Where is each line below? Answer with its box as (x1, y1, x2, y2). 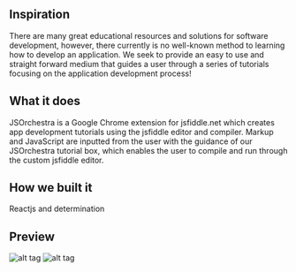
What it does (9, 94, 81, 109)
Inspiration (9, 7, 71, 22)
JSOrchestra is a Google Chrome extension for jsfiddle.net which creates (9, 117, 276, 127)
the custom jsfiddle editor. (9, 155, 104, 165)
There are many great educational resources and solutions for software (9, 30, 269, 41)
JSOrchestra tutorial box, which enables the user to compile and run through (9, 145, 288, 155)
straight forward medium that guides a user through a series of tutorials (9, 58, 269, 69)
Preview (9, 229, 56, 244)
